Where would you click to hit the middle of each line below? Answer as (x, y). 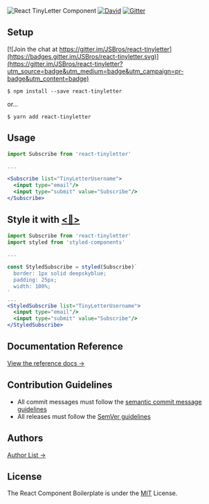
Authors (25, 439)
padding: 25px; (35, 280)
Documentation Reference (65, 346)
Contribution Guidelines (60, 385)
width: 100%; (32, 286)
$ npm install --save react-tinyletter (65, 91)
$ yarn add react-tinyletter (49, 117)
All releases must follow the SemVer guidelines (84, 416)
